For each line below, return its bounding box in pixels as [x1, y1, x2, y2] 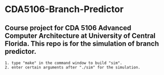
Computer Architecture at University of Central [5, 31, 156, 40]
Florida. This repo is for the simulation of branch [5, 39, 159, 48]
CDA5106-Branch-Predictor [5, 4, 124, 15]
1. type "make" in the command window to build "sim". [5, 60, 123, 65]
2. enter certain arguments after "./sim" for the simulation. [5, 65, 141, 70]
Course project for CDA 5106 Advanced [5, 24, 132, 32]
